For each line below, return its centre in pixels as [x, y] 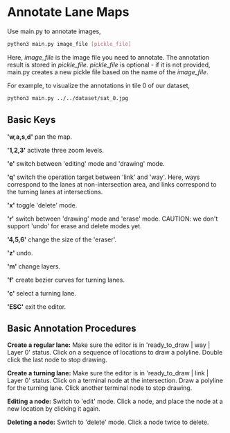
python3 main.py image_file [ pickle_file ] [69, 44]
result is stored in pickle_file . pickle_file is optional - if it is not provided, [109, 65]
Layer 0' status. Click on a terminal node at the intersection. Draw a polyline [115, 381]
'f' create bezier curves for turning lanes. [66, 280]
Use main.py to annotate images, [54, 31]
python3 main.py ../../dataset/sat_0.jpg [68, 98]
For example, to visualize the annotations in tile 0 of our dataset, [99, 85]
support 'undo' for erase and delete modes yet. [74, 226]
